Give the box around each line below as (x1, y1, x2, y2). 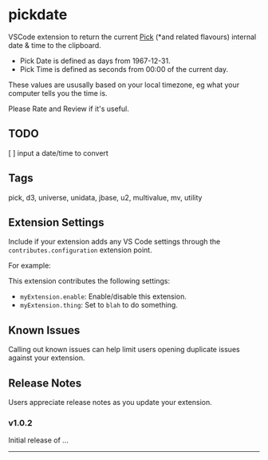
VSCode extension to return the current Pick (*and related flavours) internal (8, 32, 257, 42)
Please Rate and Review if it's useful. (8, 104, 129, 113)
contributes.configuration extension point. (8, 245, 153, 255)
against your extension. (8, 353, 85, 363)
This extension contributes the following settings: (8, 276, 170, 286)
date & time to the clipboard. (8, 40, 101, 50)
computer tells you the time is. (8, 88, 108, 97)
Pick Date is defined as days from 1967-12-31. (19, 56, 171, 65)
